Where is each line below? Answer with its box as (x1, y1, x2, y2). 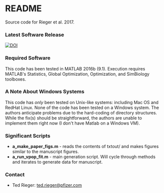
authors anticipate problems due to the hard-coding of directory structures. (5, 109, 158, 115)
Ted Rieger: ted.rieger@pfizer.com (12, 182, 82, 188)
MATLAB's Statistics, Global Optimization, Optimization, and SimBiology (5, 71, 150, 77)
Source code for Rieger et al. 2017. (5, 19, 74, 25)
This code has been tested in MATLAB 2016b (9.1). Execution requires (5, 65, 145, 71)
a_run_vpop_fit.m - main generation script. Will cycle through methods (12, 154, 156, 160)
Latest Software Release (5, 31, 65, 38)
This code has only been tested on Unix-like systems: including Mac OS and (5, 99, 159, 105)
